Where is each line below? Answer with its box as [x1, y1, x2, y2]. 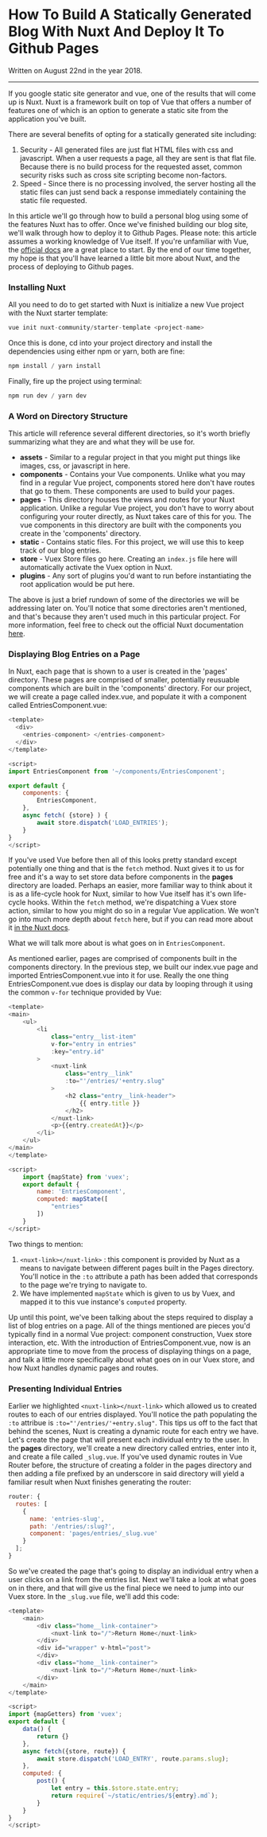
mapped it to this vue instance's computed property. [19, 1296, 188, 1307]
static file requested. [19, 195, 87, 205]
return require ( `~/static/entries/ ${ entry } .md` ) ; [50, 1792, 219, 1800]
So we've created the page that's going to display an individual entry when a [8, 1566, 259, 1576]
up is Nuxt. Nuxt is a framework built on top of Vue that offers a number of [8, 97, 252, 107]
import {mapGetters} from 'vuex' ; [8, 1710, 123, 1718]
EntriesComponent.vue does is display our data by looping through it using [8, 979, 253, 989]
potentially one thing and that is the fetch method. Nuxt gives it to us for [8, 864, 245, 874]
